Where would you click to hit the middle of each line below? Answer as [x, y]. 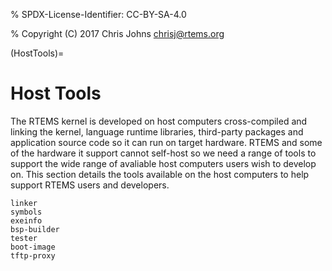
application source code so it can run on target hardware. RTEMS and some [166, 142]
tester [24, 238]
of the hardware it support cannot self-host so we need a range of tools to [163, 153]
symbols [26, 212]
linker [24, 203]
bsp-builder [35, 229]
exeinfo [26, 220]
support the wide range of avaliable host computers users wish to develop [163, 163]
